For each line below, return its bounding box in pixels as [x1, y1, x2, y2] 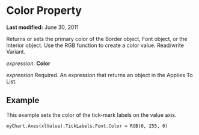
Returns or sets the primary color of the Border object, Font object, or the [6, 35, 188, 42]
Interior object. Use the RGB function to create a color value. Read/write [6, 42, 185, 49]
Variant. [6, 48, 26, 55]
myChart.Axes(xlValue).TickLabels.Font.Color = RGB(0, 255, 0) [6, 123, 168, 129]
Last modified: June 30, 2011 [6, 24, 79, 31]
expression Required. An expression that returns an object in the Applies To [6, 71, 194, 78]
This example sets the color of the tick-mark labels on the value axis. [6, 111, 177, 118]
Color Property [6, 4, 82, 17]
